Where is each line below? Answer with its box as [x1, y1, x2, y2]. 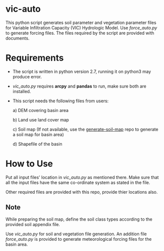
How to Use [5, 158, 53, 169]
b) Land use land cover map [12, 116, 69, 123]
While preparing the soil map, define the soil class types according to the [5, 216, 153, 222]
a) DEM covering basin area [12, 107, 69, 113]
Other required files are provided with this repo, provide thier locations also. [5, 189, 158, 195]
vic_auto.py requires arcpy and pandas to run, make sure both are [12, 83, 146, 89]
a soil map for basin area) [12, 131, 64, 137]
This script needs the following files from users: [12, 98, 109, 104]
